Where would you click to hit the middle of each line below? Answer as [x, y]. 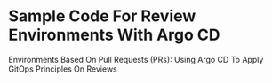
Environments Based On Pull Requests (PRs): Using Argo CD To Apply [136, 59]
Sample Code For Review [102, 16]
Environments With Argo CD [114, 35]
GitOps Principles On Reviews [63, 69]
